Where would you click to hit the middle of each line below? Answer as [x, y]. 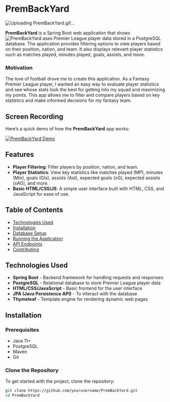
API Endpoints [27, 244]
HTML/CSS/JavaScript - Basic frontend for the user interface [77, 288]
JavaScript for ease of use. [41, 194]
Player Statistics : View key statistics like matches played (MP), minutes [88, 172]
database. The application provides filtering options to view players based [83, 43]
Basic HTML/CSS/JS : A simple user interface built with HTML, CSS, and [88, 189]
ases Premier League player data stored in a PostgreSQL [102, 38]
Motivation [19, 68]
